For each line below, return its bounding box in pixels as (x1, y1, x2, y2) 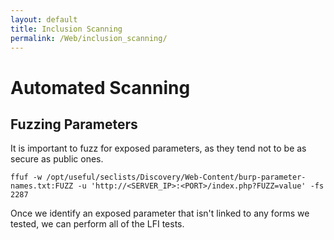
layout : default (10, 14, 78, 25)
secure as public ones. (10, 153, 104, 165)
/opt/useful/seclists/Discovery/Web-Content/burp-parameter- (46, 172, 307, 183)
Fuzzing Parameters (10, 116, 138, 133)
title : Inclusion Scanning (10, 24, 123, 34)
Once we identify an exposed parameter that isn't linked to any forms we (10, 207, 310, 220)
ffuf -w (10, 172, 43, 183)
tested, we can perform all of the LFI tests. (10, 218, 185, 230)
